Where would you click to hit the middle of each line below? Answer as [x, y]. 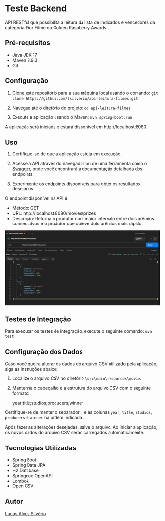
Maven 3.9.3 [25, 60]
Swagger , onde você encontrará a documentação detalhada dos [77, 169]
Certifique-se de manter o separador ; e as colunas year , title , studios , [79, 412]
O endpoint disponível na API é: [37, 198]
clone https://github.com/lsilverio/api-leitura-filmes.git [75, 98]
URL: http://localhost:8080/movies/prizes [54, 213]
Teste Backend [36, 9]
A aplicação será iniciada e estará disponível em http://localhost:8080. [76, 127]
